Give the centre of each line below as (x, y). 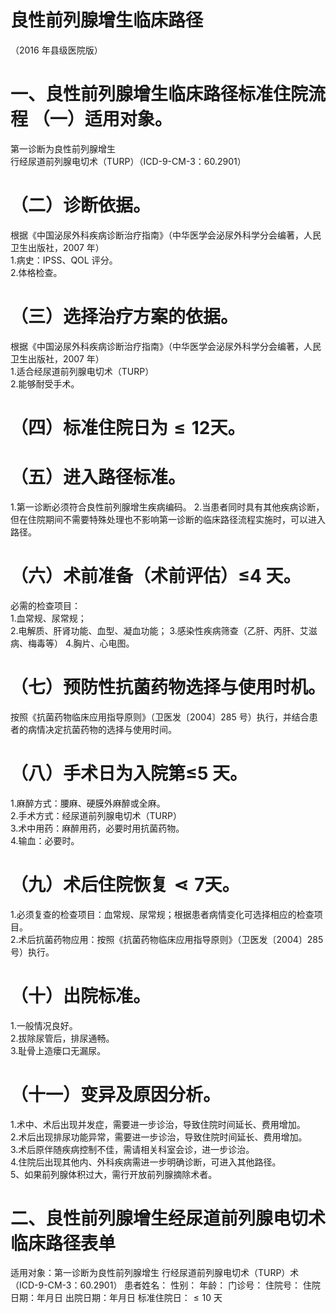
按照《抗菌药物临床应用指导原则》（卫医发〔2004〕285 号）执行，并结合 (160, 717)
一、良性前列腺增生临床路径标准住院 (159, 94)
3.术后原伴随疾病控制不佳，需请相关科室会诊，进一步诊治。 (132, 1149)
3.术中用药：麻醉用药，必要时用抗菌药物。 (97, 828)
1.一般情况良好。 (44, 1025)
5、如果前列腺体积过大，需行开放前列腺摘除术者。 (114, 1174)
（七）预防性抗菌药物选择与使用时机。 (168, 687)
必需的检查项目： (45, 605)
